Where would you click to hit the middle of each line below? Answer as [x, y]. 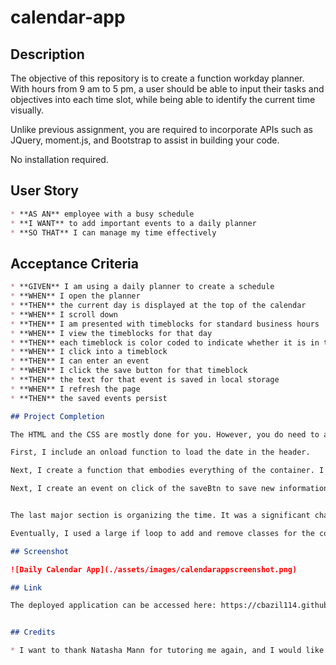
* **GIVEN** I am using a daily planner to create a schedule [142, 287]
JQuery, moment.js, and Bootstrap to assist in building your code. [145, 140]
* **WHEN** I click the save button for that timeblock [129, 371]
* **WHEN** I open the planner [75, 296]
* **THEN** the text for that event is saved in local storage [145, 380]
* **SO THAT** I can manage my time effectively [113, 232]
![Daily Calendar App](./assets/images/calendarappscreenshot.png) [154, 569]
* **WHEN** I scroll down [64, 314]
